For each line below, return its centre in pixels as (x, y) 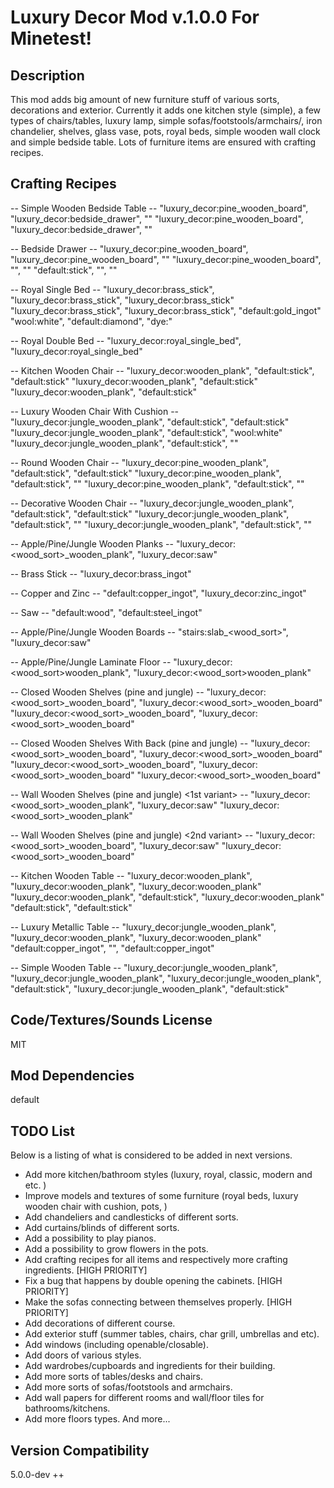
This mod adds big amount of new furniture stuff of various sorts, (145, 99)
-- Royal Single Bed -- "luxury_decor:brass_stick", (112, 289)
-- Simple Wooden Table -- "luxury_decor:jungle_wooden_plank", (144, 967)
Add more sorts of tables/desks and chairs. (113, 1377)
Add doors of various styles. (83, 1355)
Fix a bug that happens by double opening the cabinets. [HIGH (153, 1281)
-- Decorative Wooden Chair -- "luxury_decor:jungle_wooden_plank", (152, 503)
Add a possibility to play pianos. (90, 1238)
